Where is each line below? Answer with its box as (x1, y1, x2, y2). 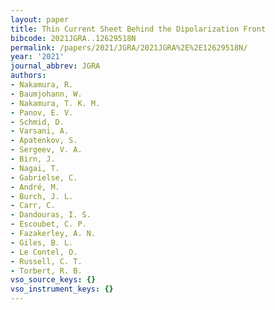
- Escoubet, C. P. (10, 219, 87, 230)
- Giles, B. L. (10, 237, 74, 248)
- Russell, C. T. (10, 256, 83, 266)
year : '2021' (10, 52, 65, 62)
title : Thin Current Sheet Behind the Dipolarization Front (10, 24, 267, 34)
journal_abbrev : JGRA (10, 61, 101, 71)
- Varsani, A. (10, 126, 70, 136)
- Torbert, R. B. (10, 266, 83, 276)
